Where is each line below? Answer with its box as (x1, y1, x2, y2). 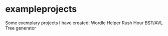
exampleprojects (5, 3, 77, 15)
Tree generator (5, 25, 36, 31)
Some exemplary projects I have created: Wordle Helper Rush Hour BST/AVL (5, 20, 163, 26)
